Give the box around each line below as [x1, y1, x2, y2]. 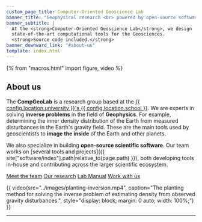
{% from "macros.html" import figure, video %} [6, 64, 123, 72]
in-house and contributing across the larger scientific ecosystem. [6, 161, 168, 168]
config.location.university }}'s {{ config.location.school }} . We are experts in [6, 104, 194, 111]
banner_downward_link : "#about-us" [6, 43, 96, 49]
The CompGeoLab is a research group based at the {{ [6, 97, 140, 105]
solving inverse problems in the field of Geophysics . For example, [6, 111, 171, 118]
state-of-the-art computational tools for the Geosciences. [11, 31, 165, 37]
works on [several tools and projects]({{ [6, 148, 105, 155]
